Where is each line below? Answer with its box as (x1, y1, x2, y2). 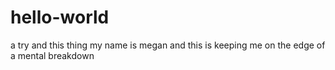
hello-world (10, 6, 110, 29)
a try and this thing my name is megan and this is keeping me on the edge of (10, 39, 326, 51)
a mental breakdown (10, 49, 95, 61)
